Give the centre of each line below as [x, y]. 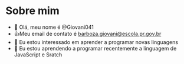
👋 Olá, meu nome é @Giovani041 [54, 27]
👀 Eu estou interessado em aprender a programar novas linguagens [96, 42]
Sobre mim [32, 11]
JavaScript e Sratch [38, 55]
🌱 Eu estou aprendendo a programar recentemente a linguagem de [95, 48]
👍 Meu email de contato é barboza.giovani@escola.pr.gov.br [88, 33]
